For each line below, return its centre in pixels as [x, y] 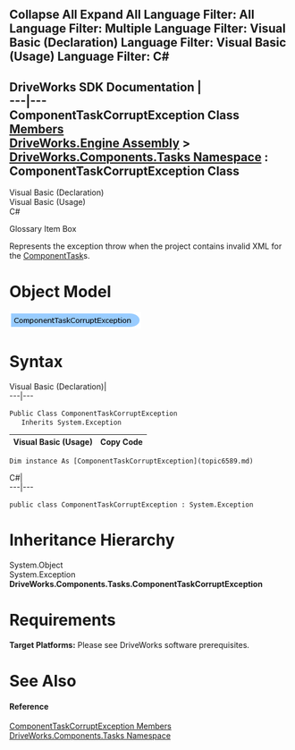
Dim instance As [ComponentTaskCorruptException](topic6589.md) [131, 461]
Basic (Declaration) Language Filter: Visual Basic [148, 43]
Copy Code [121, 441]
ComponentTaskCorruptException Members [90, 726]
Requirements [63, 620]
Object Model [60, 292]
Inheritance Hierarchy [92, 540]
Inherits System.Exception [72, 423]
